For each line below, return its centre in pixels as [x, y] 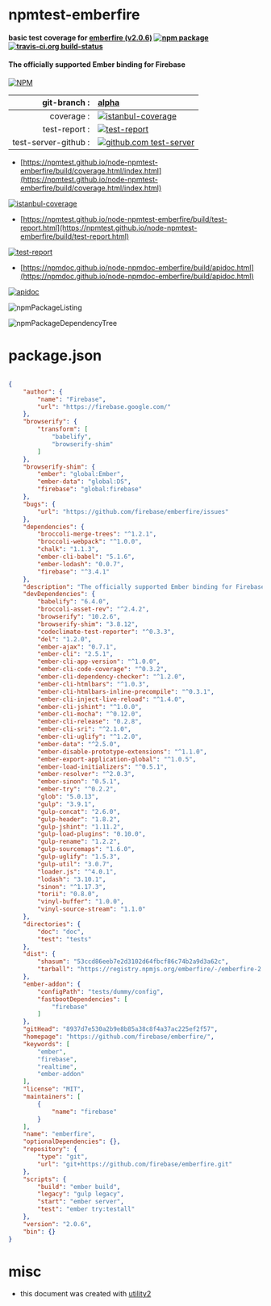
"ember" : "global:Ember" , [81, 474]
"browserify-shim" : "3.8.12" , [88, 624]
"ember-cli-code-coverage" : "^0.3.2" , [102, 670]
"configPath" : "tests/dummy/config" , [100, 991]
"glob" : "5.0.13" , [68, 797]
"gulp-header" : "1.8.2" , [79, 819]
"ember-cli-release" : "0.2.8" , [90, 722]
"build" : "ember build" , [79, 1187]
